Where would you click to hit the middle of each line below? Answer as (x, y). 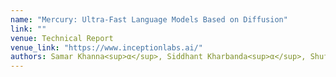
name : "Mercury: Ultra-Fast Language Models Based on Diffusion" (149, 19)
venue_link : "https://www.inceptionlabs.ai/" (106, 47)
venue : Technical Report (62, 38)
